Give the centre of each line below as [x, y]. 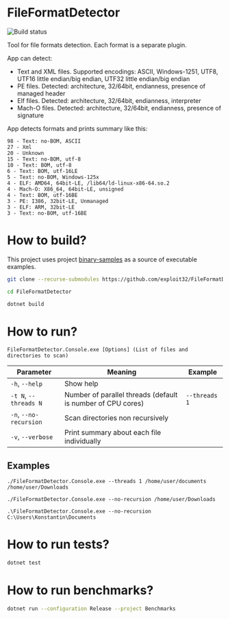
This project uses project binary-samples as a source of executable [102, 259]
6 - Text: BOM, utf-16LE [42, 171]
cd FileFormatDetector [39, 292]
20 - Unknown [26, 153]
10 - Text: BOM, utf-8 [39, 165]
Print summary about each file [113, 432]
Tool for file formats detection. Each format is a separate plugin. [97, 45]
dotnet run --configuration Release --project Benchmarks [91, 609]
